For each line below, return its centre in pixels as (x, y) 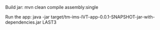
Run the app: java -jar (28, 17)
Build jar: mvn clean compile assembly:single (52, 7)
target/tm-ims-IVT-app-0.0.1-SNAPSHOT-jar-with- (103, 17)
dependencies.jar (23, 22)
